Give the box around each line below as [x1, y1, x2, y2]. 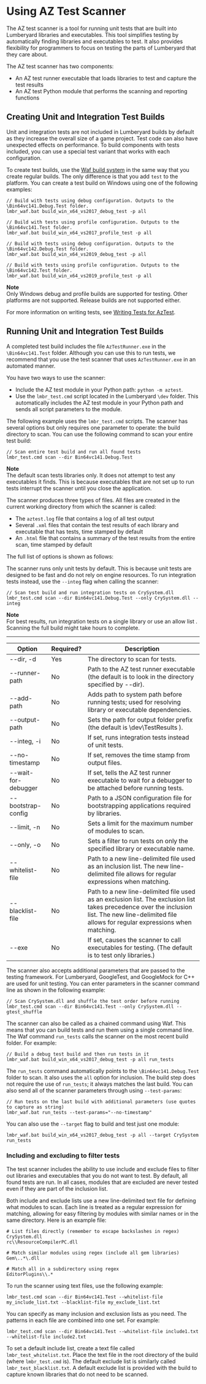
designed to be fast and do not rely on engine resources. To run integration [6, 571, 196, 578]
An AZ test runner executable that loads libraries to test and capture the [15, 74, 197, 82]
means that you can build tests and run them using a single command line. [6, 1026, 194, 1034]
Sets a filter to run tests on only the [88, 837, 188, 845]
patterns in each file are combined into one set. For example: [6, 1316, 160, 1324]
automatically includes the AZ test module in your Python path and [15, 399, 184, 406]
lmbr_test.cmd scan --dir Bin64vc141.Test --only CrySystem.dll [6, 1003, 174, 1010]
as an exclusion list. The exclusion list [88, 895, 196, 903]
